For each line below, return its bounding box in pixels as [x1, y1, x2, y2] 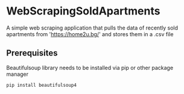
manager [6, 70, 29, 78]
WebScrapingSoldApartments [6, 4, 160, 18]
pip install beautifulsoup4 [6, 82, 77, 88]
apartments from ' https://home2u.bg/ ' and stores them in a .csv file [6, 30, 174, 37]
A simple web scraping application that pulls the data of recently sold [6, 24, 178, 31]
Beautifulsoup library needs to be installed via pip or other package [6, 64, 174, 71]
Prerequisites [6, 48, 58, 58]
